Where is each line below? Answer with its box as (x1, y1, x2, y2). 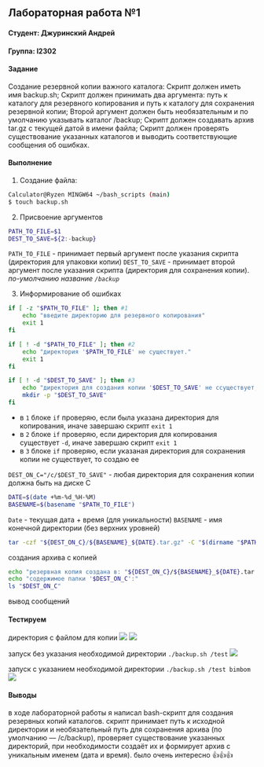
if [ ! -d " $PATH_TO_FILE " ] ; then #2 (8, 340, 135, 348)
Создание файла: (19, 175, 78, 185)
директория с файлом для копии (8, 633, 118, 643)
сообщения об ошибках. (8, 140, 90, 149)
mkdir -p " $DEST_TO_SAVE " (22, 391, 108, 399)
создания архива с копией (8, 552, 97, 562)
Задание (8, 64, 38, 74)
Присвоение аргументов (19, 212, 104, 222)
